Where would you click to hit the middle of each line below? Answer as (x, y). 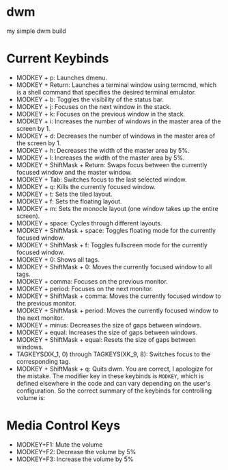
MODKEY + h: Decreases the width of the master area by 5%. (103, 150)
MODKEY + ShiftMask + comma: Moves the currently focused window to (118, 296)
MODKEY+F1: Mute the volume (59, 444)
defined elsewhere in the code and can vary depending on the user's (113, 383)
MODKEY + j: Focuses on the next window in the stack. (94, 106)
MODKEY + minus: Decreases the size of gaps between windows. (109, 325)
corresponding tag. (43, 361)
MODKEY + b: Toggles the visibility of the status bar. (90, 99)
